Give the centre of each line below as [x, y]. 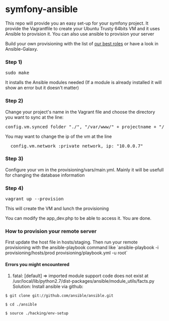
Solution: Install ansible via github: [48, 286]
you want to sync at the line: [34, 117]
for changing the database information [45, 175]
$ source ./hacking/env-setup [37, 313]
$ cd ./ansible [21, 304]
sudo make [17, 73]
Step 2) [14, 101]
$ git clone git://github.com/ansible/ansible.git [59, 295]
